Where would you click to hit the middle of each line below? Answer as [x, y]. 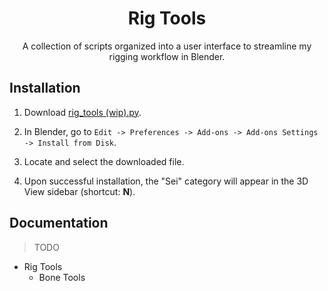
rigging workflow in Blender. [167, 56]
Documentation [59, 223]
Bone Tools [62, 277]
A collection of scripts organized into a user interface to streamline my [167, 46]
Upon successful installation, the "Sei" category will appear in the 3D [166, 181]
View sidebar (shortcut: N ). [79, 191]
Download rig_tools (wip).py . [82, 112]
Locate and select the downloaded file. [104, 161]
